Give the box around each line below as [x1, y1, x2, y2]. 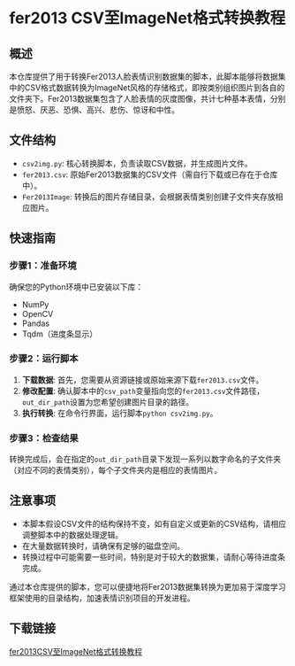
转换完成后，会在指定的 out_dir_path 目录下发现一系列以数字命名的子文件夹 [9, 453, 281, 465]
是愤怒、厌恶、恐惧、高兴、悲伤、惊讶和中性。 [9, 105, 179, 115]
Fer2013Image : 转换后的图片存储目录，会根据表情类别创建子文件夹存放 [21, 191, 276, 202]
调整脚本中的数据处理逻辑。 [21, 529, 124, 540]
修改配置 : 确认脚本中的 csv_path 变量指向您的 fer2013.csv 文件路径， [21, 385, 265, 396]
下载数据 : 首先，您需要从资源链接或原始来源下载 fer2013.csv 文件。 [21, 374, 264, 385]
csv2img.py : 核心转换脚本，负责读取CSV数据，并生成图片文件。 [21, 158, 253, 168]
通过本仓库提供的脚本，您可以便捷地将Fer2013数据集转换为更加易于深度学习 [9, 581, 286, 592]
